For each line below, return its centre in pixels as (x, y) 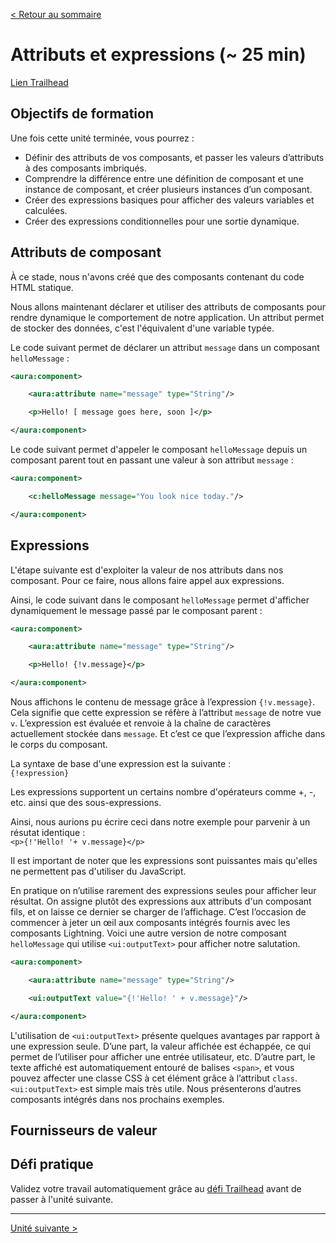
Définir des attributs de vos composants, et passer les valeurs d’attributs (174, 157)
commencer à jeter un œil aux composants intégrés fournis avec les (150, 922)
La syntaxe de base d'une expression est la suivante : (121, 763)
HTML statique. (42, 287)
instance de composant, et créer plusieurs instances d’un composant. (168, 189)
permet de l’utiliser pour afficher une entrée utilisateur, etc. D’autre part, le (163, 1056)
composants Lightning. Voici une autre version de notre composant (148, 933)
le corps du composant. (59, 744)
